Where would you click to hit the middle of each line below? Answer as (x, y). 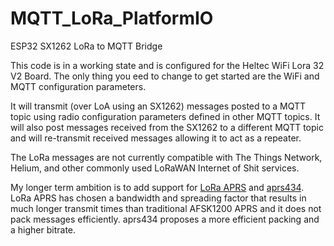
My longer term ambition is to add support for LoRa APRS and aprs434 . (157, 187)
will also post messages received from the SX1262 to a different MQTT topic (167, 127)
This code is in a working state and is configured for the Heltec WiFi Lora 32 (167, 65)
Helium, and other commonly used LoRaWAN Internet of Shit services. (155, 168)
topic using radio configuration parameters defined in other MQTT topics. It (165, 116)
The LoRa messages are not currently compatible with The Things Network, (166, 157)
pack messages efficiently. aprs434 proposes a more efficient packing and (165, 219)
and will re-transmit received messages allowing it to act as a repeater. (156, 138)
